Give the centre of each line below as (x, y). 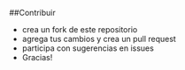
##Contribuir (32, 13)
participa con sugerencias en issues (88, 48)
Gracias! (37, 57)
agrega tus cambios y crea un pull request (99, 39)
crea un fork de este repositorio (80, 29)
